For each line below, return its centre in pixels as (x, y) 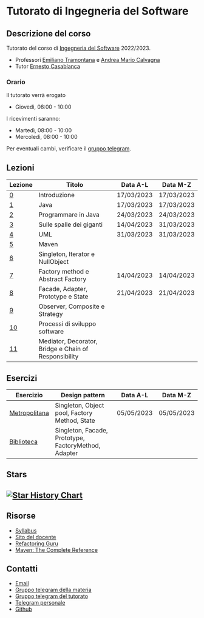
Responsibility (59, 357)
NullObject (53, 262)
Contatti (22, 569)
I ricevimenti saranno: (33, 119)
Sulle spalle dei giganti (71, 224)
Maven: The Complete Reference (56, 549)
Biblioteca (24, 442)
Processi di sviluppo (67, 324)
